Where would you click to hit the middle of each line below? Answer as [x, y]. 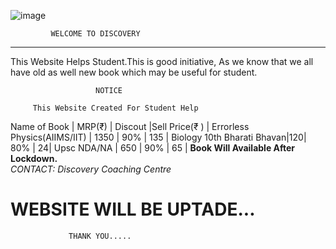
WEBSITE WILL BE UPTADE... [133, 209]
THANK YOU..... [100, 236]
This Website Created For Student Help [115, 108]
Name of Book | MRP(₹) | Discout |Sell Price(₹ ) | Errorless [130, 126]
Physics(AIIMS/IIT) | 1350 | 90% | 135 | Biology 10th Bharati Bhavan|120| [158, 137]
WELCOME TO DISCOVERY [95, 34]
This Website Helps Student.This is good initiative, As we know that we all [162, 61]
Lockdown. [34, 158]
